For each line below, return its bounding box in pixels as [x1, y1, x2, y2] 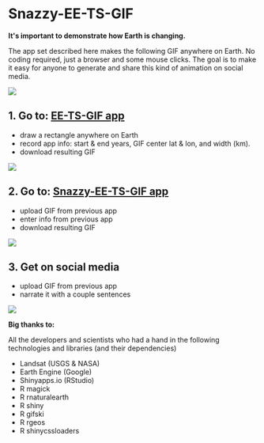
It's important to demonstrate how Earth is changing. [8, 31, 186, 40]
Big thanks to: [8, 320, 55, 329]
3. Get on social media [8, 260, 120, 274]
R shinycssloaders [19, 426, 80, 436]
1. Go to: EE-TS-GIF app [8, 109, 125, 123]
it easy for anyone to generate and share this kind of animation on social [8, 62, 243, 72]
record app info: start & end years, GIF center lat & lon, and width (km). [19, 138, 251, 148]
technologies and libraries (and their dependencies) [8, 343, 177, 353]
